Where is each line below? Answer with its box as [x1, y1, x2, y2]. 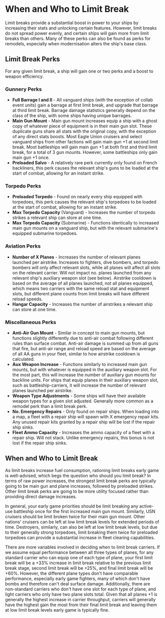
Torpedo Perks [5, 182, 41, 189]
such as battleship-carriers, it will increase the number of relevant [12, 382, 146, 388]
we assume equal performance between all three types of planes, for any [5, 549, 154, 555]
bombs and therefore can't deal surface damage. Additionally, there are [5, 581, 150, 586]
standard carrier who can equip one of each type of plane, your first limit [5, 554, 153, 560]
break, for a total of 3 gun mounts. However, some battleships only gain [12, 149, 158, 155]
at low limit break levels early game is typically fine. [5, 607, 110, 613]
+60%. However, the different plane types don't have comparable [5, 570, 138, 576]
